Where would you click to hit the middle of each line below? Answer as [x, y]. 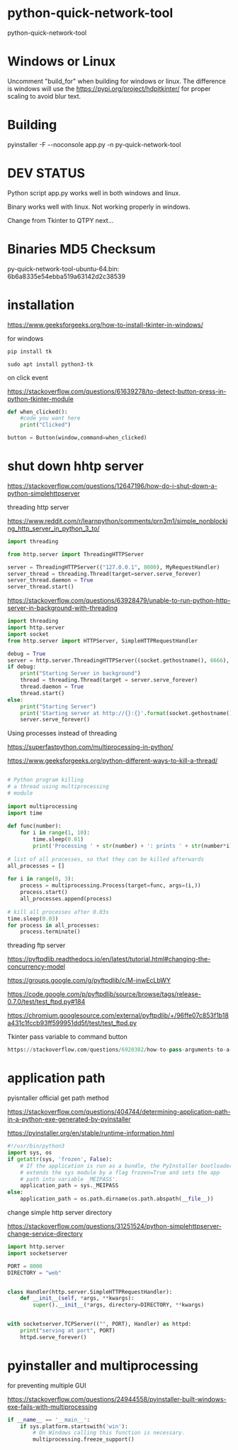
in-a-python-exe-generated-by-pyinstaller [69, 1119]
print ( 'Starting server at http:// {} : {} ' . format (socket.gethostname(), [128, 713]
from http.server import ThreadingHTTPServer [75, 554]
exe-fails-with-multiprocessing [52, 1407]
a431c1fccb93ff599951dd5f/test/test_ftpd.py [72, 1023]
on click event [28, 377]
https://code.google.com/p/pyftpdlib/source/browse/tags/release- [104, 994]
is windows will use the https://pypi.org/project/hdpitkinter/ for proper [109, 88]
